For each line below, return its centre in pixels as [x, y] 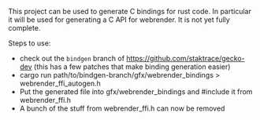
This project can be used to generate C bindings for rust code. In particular [130, 11]
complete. [24, 28]
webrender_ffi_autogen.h [60, 83]
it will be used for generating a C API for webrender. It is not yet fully [119, 20]
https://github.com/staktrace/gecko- [186, 58]
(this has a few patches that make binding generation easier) [132, 67]
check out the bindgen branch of [72, 58]
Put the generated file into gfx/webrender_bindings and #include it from [136, 92]
